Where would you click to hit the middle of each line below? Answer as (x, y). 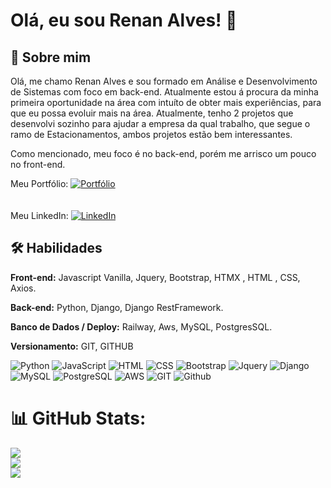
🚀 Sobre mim (51, 57)
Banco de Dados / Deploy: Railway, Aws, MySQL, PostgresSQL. (141, 326)
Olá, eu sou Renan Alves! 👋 (124, 20)
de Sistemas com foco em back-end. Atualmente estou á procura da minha (164, 92)
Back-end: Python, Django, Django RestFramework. (117, 307)
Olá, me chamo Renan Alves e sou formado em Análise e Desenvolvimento (164, 81)
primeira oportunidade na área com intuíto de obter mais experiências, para (166, 102)
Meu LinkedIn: (39, 215)
